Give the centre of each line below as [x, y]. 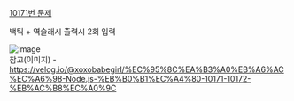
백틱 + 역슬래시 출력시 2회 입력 [63, 32]
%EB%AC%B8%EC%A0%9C [63, 88]
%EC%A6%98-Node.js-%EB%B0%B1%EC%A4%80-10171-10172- [130, 79]
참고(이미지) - [33, 59]
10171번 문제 [31, 13]
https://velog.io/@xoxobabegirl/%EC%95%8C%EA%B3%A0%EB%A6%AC [147, 69]
